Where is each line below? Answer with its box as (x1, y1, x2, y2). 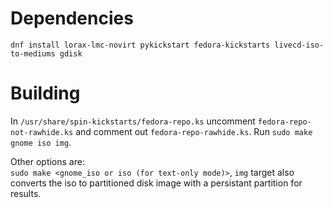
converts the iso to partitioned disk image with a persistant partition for (10, 177, 303, 189)
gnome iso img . (10, 136, 72, 148)
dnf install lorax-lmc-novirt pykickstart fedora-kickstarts (10, 40, 271, 50)
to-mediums (10, 48, 56, 59)
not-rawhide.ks (10, 127, 74, 137)
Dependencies (10, 7, 134, 30)
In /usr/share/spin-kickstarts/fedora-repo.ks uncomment (10, 115, 256, 127)
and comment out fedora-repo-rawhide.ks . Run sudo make (75, 125, 313, 137)
